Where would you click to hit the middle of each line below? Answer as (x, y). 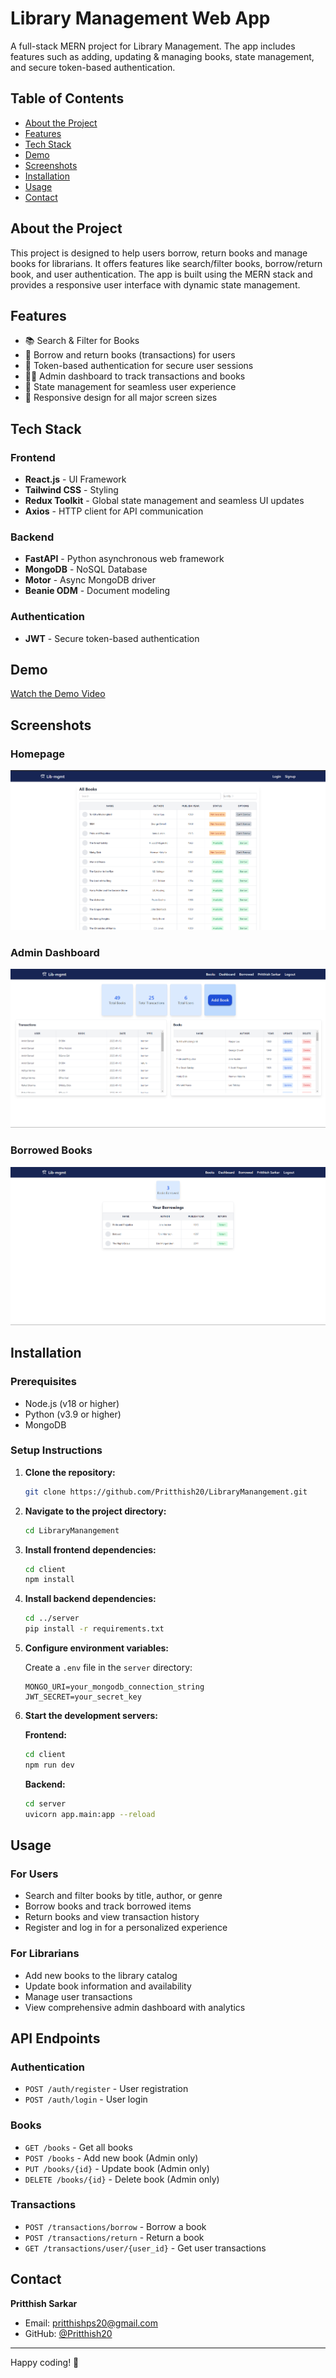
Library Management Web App (140, 18)
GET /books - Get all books (78, 2147)
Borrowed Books (51, 1150)
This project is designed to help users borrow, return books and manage (159, 253)
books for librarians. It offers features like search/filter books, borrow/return (166, 263)
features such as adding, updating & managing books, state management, (162, 56)
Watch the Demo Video (58, 694)
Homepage (37, 754)
